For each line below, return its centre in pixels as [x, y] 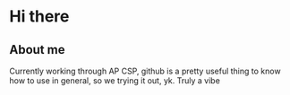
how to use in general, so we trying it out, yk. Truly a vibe [115, 81]
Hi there [39, 17]
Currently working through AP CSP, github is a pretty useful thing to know [145, 71]
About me [37, 50]
